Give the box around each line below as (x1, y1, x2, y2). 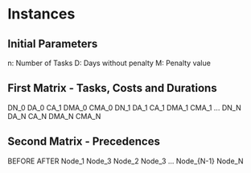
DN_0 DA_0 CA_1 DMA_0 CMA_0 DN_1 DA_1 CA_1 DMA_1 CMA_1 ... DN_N (7, 102, 242, 113)
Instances (7, 5, 76, 23)
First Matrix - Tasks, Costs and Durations (7, 81, 218, 95)
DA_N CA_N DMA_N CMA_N (7, 111, 101, 121)
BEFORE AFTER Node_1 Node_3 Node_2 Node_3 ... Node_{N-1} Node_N (7, 156, 244, 166)
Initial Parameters (7, 37, 98, 51)
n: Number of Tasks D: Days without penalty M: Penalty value (7, 58, 211, 68)
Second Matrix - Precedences (7, 134, 160, 149)
